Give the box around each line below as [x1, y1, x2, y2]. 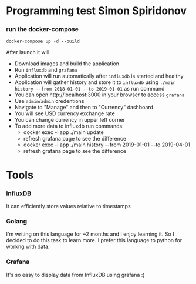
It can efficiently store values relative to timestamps [6, 202, 131, 209]
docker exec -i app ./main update [23, 129, 104, 136]
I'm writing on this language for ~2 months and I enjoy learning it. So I [6, 230, 174, 238]
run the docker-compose [6, 25, 79, 34]
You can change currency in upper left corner [14, 116, 125, 123]
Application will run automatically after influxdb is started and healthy [14, 72, 184, 80]
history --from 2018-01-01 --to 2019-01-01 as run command [14, 85, 165, 92]
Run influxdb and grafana [14, 66, 77, 73]
